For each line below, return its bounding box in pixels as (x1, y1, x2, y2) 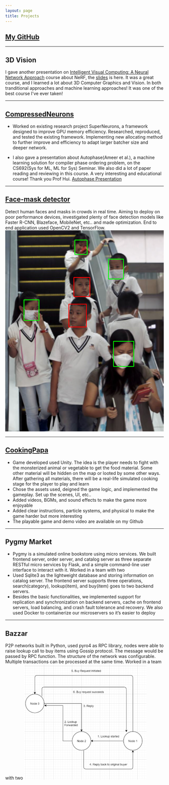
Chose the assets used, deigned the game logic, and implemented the (12, 486, 158, 492)
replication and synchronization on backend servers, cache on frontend (12, 599, 161, 605)
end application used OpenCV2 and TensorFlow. (5, 224, 106, 230)
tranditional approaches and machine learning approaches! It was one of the (5, 85, 163, 91)
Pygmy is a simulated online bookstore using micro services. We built (12, 551, 156, 557)
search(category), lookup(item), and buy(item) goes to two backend (12, 583, 154, 589)
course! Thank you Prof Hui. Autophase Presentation (12, 175, 122, 182)
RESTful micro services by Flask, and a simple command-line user (12, 562, 150, 568)
